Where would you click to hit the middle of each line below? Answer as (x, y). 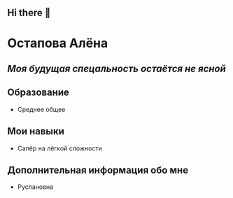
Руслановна (35, 187)
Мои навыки (36, 131)
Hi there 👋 (29, 13)
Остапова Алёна (58, 43)
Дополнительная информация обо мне (98, 170)
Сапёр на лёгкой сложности (60, 148)
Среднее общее (41, 109)
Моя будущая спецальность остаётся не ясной (116, 68)
